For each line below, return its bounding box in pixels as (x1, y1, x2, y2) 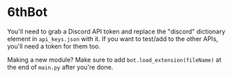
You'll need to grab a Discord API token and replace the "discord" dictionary (7, 27, 226, 36)
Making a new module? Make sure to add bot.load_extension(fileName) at (7, 55, 222, 63)
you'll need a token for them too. (7, 42, 101, 50)
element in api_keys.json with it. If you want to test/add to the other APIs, (7, 34, 218, 42)
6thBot (7, 4, 47, 20)
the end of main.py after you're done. (7, 63, 114, 71)
